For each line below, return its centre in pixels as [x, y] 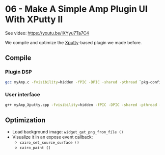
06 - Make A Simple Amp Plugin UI [76, 9]
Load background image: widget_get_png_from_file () [68, 132]
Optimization [25, 120]
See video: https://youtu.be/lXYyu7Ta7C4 [47, 33]
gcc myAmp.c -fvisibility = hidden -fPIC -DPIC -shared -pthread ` [73, 82]
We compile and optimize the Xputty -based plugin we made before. [74, 42]
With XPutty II [34, 19]
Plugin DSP [19, 72]
